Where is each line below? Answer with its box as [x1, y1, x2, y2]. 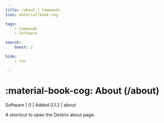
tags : [5, 21, 17, 26]
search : [5, 40, 22, 45]
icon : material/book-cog [5, 12, 58, 17]
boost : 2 [14, 45, 33, 50]
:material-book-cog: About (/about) [5, 85, 159, 97]
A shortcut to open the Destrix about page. [5, 111, 96, 117]
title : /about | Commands [5, 7, 60, 13]
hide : [5, 54, 17, 59]
